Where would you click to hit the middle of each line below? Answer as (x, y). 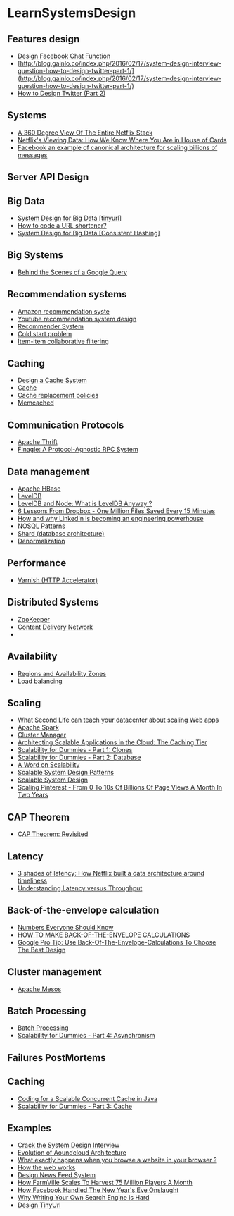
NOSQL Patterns (41, 526)
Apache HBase (39, 489)
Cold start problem (45, 333)
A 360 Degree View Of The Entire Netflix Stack (85, 133)
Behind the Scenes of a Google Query (72, 272)
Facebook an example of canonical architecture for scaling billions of (117, 147)
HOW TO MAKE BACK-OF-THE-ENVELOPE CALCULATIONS (104, 935)
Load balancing (40, 681)
